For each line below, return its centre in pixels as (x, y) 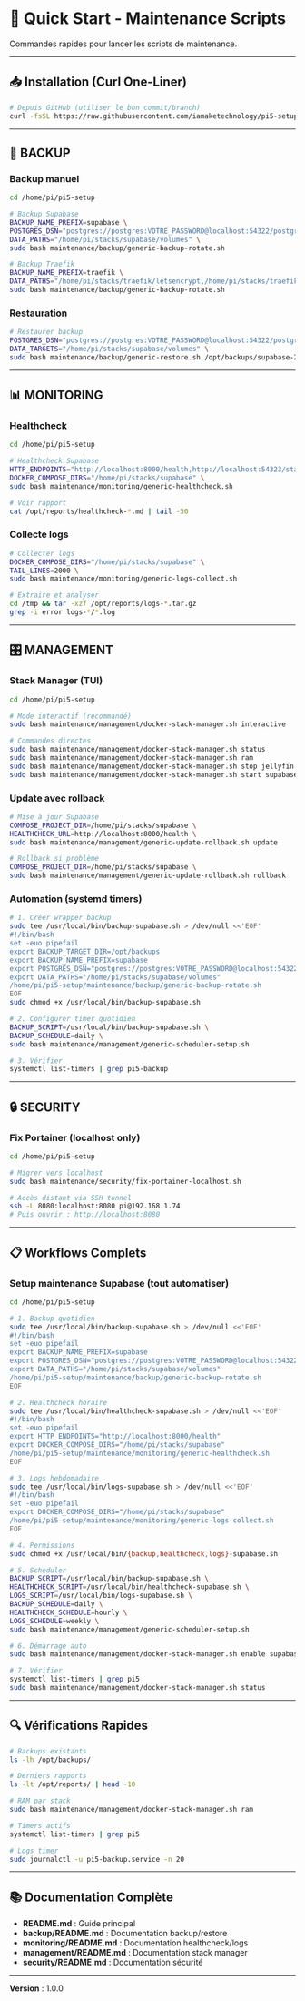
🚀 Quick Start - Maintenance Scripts (148, 19)
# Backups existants (49, 1751)
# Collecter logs (42, 553)
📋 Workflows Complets (78, 1253)
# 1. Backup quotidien (52, 1319)
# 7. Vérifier (36, 1671)
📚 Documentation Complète (92, 1897)
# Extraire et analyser (54, 595)
